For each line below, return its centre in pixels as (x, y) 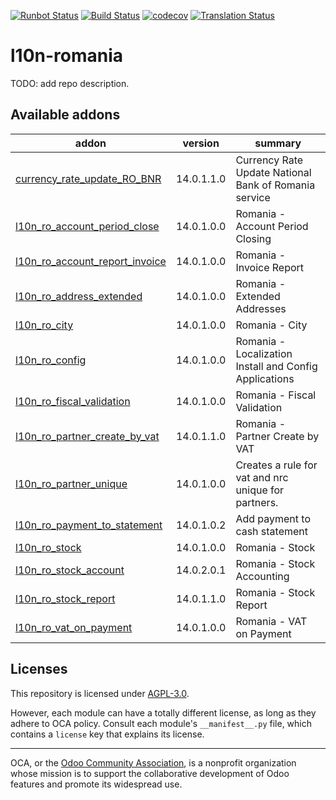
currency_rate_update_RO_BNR (88, 178)
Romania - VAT (271, 621)
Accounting (262, 576)
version (201, 143)
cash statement (272, 531)
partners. (257, 502)
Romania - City (271, 325)
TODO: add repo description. (70, 83)
